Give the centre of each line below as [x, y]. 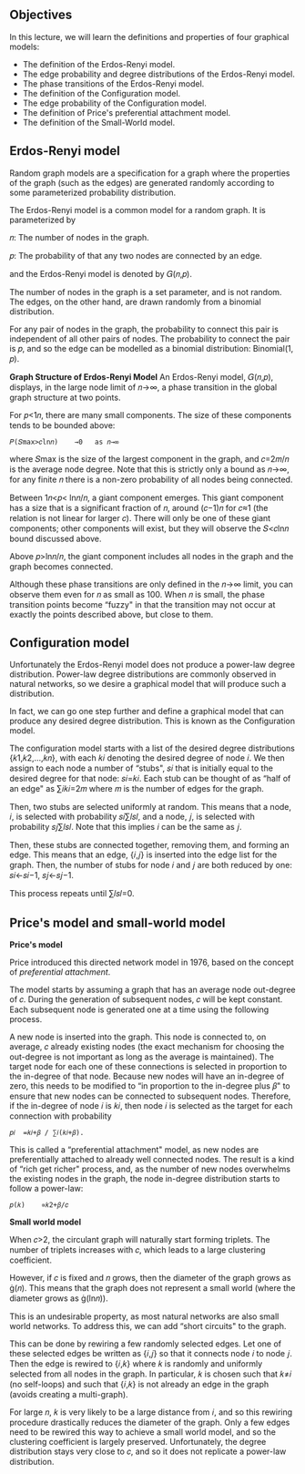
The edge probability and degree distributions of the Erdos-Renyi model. [159, 74]
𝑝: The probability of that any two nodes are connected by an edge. [136, 255]
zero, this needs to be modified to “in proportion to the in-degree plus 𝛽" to [150, 1086]
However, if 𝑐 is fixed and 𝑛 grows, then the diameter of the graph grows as [150, 1278]
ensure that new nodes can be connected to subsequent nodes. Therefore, [150, 1096]
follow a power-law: [46, 1189]
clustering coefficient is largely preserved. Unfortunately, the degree [138, 1442]
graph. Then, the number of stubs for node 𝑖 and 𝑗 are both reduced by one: [151, 865]
